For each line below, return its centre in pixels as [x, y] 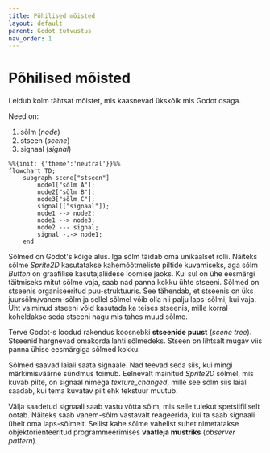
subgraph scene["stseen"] [66, 178]
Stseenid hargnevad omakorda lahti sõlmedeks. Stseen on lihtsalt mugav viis [135, 341]
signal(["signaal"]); [74, 207]
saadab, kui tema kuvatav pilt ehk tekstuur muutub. [93, 391]
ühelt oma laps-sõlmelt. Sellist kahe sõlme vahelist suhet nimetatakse [124, 424]
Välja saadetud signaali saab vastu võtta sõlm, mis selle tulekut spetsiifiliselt [134, 407]
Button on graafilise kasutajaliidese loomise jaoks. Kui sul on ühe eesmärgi [132, 274]
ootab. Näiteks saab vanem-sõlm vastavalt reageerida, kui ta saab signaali [132, 415]
